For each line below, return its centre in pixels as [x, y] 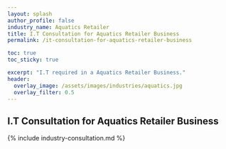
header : [19, 79]
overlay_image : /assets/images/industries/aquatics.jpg [98, 86]
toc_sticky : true [33, 60]
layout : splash [30, 14]
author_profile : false [41, 21]
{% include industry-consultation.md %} [66, 138]
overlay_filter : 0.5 [44, 92]
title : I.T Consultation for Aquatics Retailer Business [93, 34]
